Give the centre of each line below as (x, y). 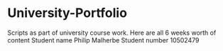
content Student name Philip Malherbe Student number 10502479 (103, 40)
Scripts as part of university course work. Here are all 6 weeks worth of (112, 33)
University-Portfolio (67, 13)
